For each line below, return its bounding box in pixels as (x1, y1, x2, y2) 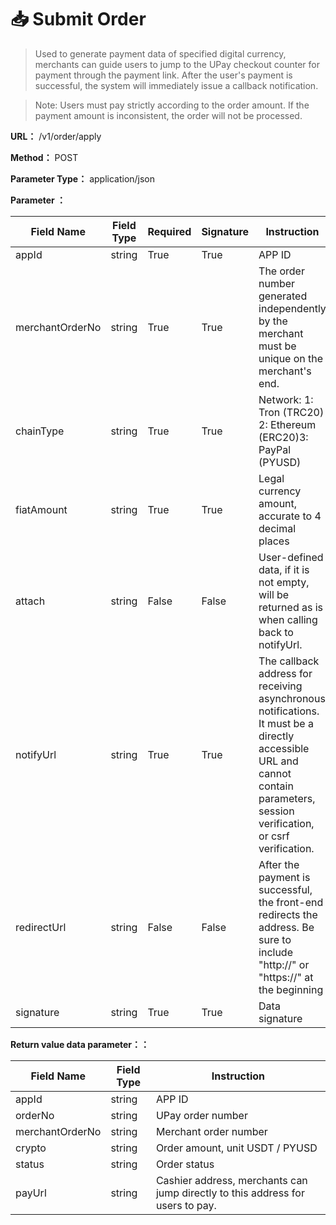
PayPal (258, 442, 292, 456)
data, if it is (258, 562, 310, 576)
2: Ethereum (258, 417, 317, 431)
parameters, (258, 791, 316, 805)
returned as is (258, 600, 324, 614)
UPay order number (155, 1108, 248, 1122)
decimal (258, 521, 297, 535)
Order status (155, 1157, 215, 1171)
